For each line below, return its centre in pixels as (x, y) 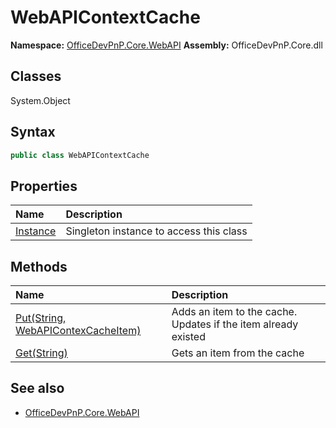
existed (188, 337)
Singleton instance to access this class (156, 231)
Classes (36, 76)
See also (37, 388)
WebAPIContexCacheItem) (78, 331)
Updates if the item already (235, 324)
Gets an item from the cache (238, 353)
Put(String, (41, 318)
